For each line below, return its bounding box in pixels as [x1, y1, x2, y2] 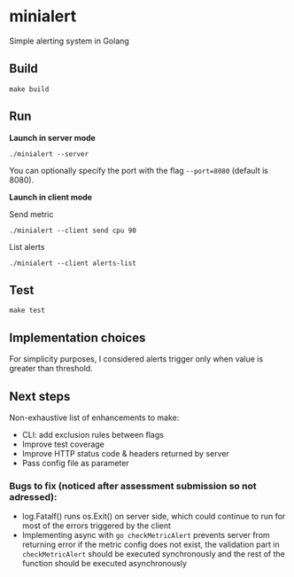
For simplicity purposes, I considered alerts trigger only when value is [9, 354, 264, 364]
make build [9, 84, 50, 94]
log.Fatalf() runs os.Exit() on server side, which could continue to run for [21, 511, 286, 522]
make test [9, 306, 46, 316]
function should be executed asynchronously [21, 558, 188, 569]
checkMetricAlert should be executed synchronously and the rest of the [21, 549, 286, 559]
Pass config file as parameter [21, 458, 130, 468]
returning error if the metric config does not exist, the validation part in [21, 539, 281, 550]
